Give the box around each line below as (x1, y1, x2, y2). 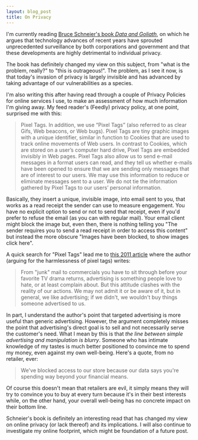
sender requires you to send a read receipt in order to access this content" (6, 227, 188, 234)
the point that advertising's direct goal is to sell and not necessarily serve (6, 324, 184, 331)
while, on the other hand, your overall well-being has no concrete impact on (6, 397, 191, 404)
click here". (6, 239, 34, 246)
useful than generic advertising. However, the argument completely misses (6, 317, 189, 325)
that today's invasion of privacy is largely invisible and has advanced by (6, 73, 181, 80)
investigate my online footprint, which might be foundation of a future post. (6, 427, 189, 434)
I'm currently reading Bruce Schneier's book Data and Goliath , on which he (6, 30, 190, 37)
